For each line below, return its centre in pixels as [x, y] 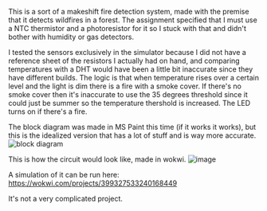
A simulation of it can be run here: [64, 175]
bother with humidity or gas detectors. [71, 37]
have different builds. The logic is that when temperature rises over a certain [134, 78]
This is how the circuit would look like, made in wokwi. [97, 159]
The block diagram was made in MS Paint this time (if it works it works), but [132, 127]
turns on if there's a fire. [48, 111]
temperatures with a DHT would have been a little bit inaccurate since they [131, 69]
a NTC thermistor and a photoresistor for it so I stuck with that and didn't [128, 28]
